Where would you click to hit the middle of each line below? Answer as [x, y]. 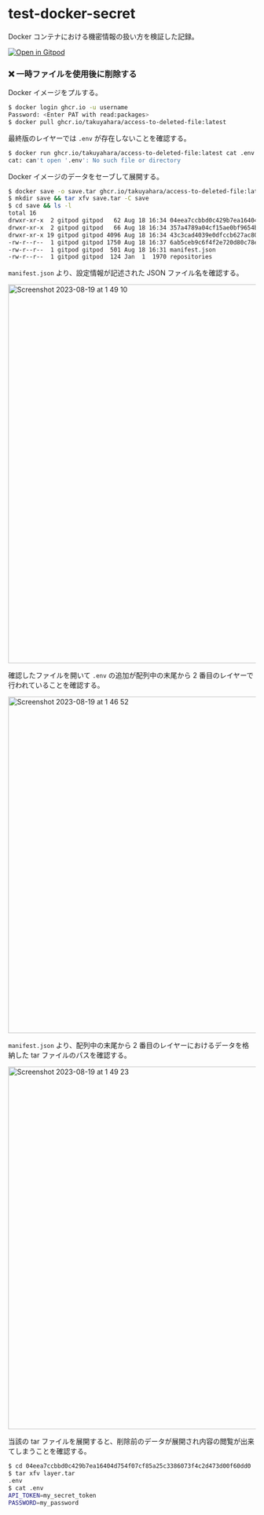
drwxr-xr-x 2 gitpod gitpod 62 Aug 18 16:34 [88, 221]
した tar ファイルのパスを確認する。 [73, 1055]
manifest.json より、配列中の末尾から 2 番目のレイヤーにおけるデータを [125, 1046]
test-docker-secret [72, 14]
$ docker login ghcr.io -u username [68, 108]
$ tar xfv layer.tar [42, 1474]
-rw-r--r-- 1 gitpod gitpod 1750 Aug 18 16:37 [88, 242]
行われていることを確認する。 [56, 686]
